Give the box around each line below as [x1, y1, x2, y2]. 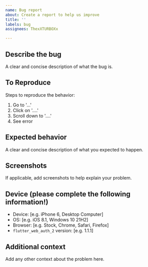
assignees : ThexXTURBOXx [5, 27, 58, 32]
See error [12, 118, 33, 124]
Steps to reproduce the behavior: [5, 92, 75, 98]
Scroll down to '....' [12, 113, 52, 119]
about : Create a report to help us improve [5, 12, 100, 17]
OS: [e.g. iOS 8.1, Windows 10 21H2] [12, 217, 89, 223]
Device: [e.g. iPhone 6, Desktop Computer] [12, 211, 103, 217]
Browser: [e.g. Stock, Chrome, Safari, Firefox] [12, 222, 109, 228]
